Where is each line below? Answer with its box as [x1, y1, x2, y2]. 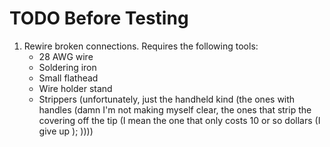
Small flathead [38, 72, 99, 84]
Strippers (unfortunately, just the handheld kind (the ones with [38, 93, 296, 105]
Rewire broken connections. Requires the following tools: [23, 40, 259, 52]
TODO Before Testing [9, 7, 189, 30]
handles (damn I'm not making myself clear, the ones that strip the [38, 103, 312, 116]
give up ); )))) [38, 125, 94, 137]
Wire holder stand [38, 82, 113, 94]
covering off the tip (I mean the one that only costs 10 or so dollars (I [38, 114, 321, 126]
